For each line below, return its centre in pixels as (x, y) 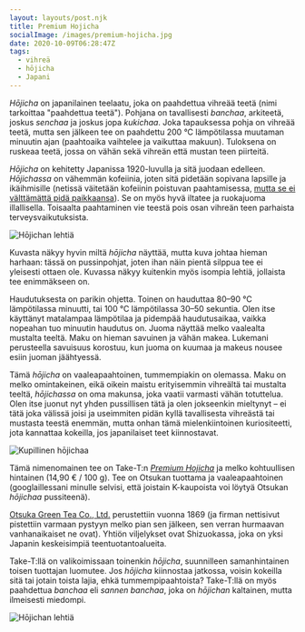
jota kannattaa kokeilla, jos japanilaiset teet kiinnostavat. (114, 432)
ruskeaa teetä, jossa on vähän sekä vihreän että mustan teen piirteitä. (139, 151)
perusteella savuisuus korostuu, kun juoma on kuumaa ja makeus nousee (146, 347)
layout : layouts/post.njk (58, 18)
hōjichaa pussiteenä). (50, 497)
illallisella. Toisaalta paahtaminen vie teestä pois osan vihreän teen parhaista (152, 207)
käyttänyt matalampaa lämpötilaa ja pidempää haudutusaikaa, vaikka (138, 318)
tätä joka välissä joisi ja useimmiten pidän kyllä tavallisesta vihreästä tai (142, 413)
